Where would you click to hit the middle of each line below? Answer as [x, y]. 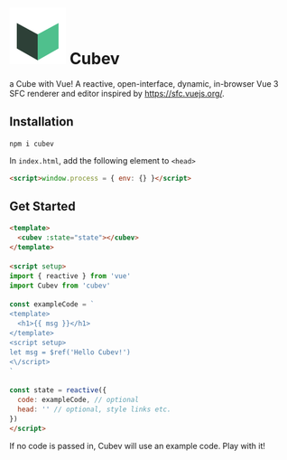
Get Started [42, 207]
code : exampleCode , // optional [79, 400]
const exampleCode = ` [52, 305]
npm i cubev [32, 144]
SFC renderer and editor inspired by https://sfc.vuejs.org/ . [117, 93]
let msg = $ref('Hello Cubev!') [70, 352]
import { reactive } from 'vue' [70, 276]
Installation [42, 122]
